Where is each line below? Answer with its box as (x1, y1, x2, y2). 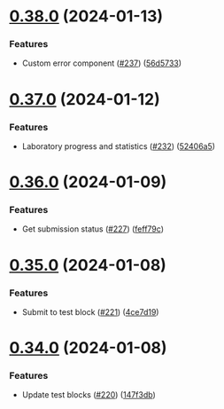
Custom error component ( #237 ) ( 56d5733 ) (21, 58, 182, 68)
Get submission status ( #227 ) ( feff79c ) (21, 224, 164, 234)
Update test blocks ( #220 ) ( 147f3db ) (21, 389, 157, 400)
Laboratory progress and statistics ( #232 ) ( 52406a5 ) (21, 140, 215, 152)
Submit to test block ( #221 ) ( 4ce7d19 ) (21, 306, 159, 317)
